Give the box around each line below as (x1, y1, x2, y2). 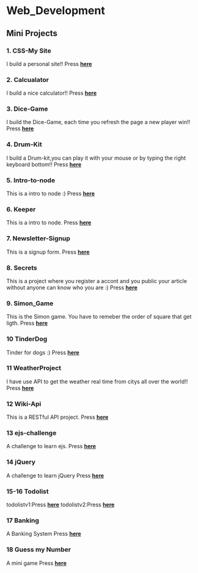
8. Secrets (6, 264, 38, 272)
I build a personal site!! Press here (6, 60, 92, 67)
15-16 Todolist (6, 487, 49, 495)
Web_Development (6, 4, 105, 18)
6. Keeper (6, 205, 36, 213)
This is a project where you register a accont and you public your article (6, 277, 188, 284)
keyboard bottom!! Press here (6, 160, 81, 168)
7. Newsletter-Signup (6, 234, 70, 243)
